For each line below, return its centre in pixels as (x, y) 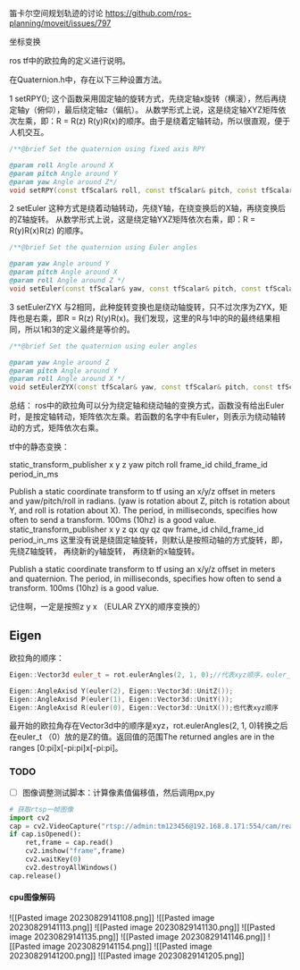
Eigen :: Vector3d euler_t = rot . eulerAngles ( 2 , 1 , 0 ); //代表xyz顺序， (138, 675)
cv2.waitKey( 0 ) (54, 860)
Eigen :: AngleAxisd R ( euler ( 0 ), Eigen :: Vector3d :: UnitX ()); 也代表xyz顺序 (144, 708)
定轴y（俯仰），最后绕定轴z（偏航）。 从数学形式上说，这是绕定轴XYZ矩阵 (144, 110)
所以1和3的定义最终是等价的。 (80, 329)
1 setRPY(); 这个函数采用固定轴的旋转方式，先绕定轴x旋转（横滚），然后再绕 (148, 98)
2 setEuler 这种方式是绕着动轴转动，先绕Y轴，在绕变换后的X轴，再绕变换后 (148, 208)
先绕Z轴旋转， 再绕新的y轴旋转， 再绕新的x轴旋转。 (104, 552)
